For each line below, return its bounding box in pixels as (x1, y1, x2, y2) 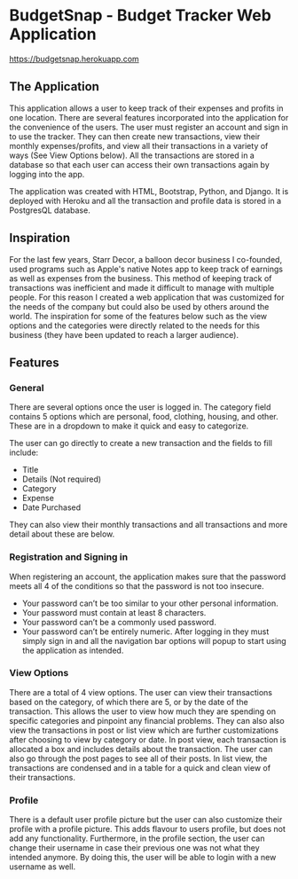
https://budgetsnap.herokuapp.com (9, 53, 139, 64)
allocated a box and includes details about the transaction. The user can (9, 743, 273, 754)
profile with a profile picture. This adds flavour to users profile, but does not (9, 824, 286, 835)
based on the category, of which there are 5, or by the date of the (9, 696, 248, 707)
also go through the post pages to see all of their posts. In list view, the (9, 753, 268, 764)
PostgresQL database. (9, 205, 90, 216)
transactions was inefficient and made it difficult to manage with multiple (9, 282, 275, 293)
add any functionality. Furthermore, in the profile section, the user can (9, 833, 265, 844)
